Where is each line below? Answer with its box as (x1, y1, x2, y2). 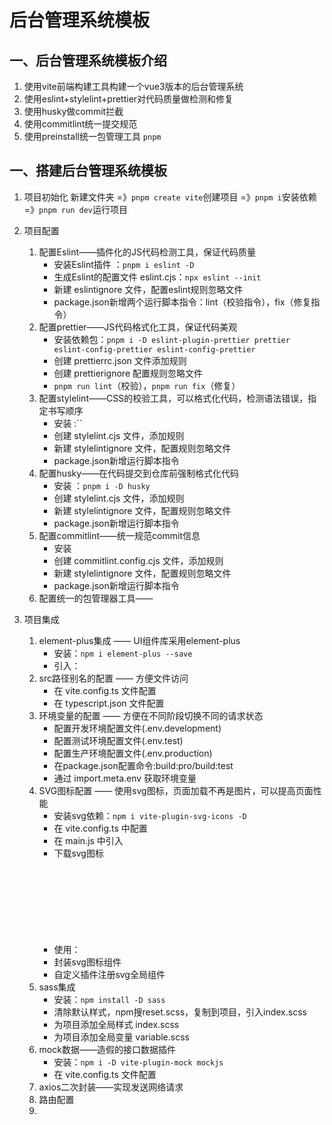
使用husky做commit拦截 (23, 106, 124, 117)
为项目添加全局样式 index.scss (53, 1018, 180, 1030)
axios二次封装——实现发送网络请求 (38, 1081, 184, 1093)
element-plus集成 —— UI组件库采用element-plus (38, 634, 241, 646)
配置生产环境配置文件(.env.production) (53, 747, 213, 759)
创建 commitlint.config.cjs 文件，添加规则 (53, 554, 224, 566)
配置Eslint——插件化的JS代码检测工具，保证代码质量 (38, 246, 257, 258)
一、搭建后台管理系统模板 (9, 162, 167, 180)
